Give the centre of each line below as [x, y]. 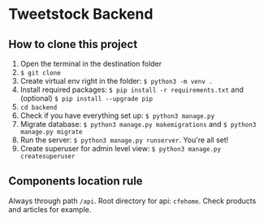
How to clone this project [73, 44]
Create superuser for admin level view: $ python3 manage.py [121, 148]
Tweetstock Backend [81, 14]
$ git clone [40, 73]
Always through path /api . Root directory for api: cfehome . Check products [132, 201]
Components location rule [76, 181]
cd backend [39, 107]
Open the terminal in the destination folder [91, 63]
